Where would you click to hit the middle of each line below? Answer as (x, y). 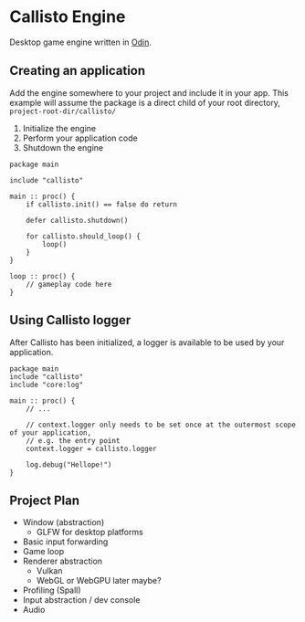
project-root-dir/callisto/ (63, 111)
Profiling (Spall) (52, 590)
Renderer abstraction (63, 561)
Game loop (43, 552)
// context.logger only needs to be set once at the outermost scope (161, 425)
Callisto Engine (68, 17)
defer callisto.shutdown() (77, 220)
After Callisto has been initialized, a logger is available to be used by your (147, 342)
